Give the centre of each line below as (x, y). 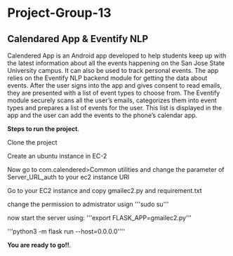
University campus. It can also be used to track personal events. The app (113, 70)
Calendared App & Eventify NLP (78, 39)
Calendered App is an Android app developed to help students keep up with (117, 55)
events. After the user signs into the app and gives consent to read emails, (115, 85)
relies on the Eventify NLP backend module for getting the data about (107, 78)
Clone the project (32, 142)
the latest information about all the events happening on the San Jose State (116, 63)
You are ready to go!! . (39, 245)
